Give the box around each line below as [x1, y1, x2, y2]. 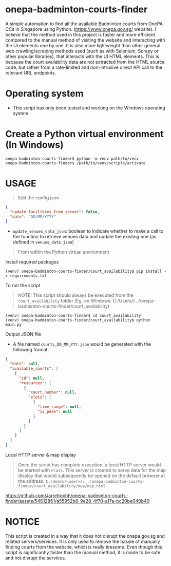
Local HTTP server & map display [5, 451, 76, 458]
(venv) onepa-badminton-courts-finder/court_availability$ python [5, 317, 150, 323]
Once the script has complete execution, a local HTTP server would [17, 461, 161, 468]
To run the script [5, 282, 41, 289]
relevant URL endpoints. [5, 69, 56, 76]
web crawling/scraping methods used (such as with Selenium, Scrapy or [5, 48, 159, 54]
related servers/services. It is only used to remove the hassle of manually [5, 538, 160, 544]
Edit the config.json [17, 194, 59, 201]
